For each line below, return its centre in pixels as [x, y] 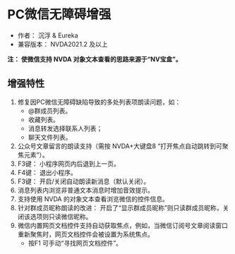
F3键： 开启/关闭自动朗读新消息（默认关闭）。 [84, 181]
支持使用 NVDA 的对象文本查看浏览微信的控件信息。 [93, 199]
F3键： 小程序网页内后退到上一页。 [68, 164]
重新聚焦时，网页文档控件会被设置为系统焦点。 [85, 234]
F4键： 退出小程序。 [47, 172]
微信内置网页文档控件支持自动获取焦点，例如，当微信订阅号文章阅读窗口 [122, 225]
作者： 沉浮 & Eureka [48, 35]
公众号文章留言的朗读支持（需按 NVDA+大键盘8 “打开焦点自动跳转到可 [120, 146]
